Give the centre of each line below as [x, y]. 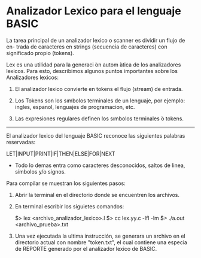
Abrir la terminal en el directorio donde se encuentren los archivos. [97, 195]
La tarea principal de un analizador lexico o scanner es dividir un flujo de [96, 40]
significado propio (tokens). [40, 53]
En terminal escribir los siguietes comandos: [69, 206]
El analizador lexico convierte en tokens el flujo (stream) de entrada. [99, 89]
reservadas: [21, 142]
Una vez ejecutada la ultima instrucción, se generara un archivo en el [100, 236]
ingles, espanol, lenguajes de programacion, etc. [75, 107]
